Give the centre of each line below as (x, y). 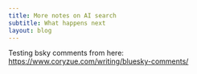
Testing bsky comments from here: (66, 53)
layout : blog (30, 30)
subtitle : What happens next (57, 23)
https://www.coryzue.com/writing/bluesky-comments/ (98, 61)
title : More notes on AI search (62, 16)
